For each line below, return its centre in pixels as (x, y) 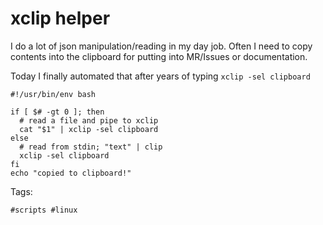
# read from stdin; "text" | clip (91, 147)
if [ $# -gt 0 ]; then (57, 112)
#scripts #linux (44, 210)
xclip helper (60, 18)
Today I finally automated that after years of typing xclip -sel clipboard (160, 76)
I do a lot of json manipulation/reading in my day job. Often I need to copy (161, 46)
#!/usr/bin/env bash (53, 94)
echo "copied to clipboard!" (71, 173)
